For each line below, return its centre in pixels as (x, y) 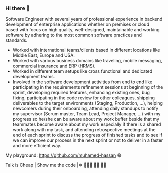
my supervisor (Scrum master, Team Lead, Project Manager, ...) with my (87, 114)
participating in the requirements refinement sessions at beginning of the (88, 87)
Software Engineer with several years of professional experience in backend (84, 19)
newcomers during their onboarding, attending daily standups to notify (86, 109)
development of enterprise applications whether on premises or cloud (77, 24)
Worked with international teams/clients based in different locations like (86, 50)
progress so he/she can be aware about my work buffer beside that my (86, 119)
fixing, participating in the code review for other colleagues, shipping (84, 98)
